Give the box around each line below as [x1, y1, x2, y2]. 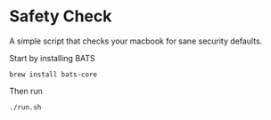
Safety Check [9, 6, 112, 27]
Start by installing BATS [9, 52, 95, 63]
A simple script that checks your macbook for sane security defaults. [9, 36, 263, 46]
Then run [9, 85, 43, 96]
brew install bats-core [9, 69, 98, 79]
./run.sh [9, 102, 42, 112]
